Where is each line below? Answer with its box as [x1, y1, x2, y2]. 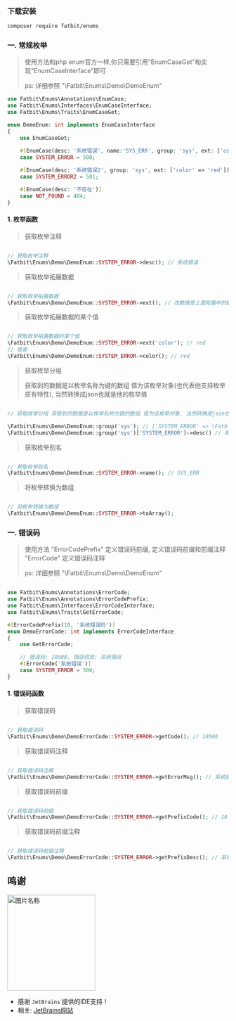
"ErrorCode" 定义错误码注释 [24, 554, 105, 563]
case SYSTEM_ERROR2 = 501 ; [20, 174, 99, 181]
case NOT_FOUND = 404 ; [20, 192, 86, 200]
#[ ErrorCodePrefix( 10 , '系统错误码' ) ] [7, 621, 116, 629]
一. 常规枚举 [7, 41, 48, 51]
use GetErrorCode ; [20, 641, 74, 648]
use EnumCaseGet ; [20, 134, 71, 141]
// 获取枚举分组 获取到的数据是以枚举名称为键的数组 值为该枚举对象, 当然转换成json [7, 410, 225, 417]
